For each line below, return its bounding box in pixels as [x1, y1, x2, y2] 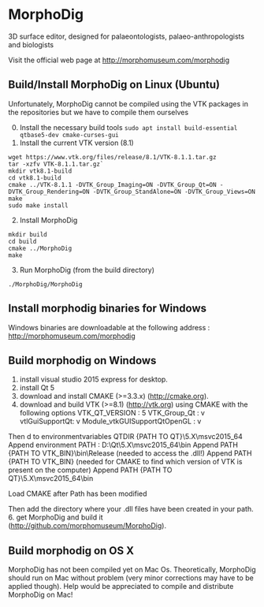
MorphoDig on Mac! [8, 590, 73, 600]
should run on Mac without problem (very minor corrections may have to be [8, 573, 254, 583]
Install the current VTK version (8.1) [19, 138, 134, 147]
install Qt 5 [19, 383, 55, 393]
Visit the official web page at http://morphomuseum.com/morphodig [8, 55, 230, 65]
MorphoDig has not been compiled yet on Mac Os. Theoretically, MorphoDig [8, 565, 256, 575]
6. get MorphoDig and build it [8, 512, 103, 522]
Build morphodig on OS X [8, 544, 135, 557]
